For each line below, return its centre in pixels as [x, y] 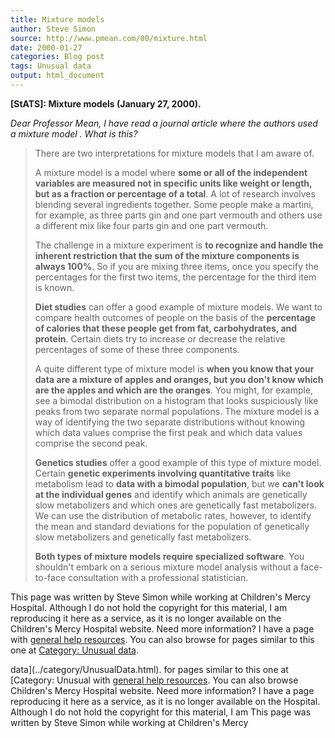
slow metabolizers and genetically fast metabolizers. [143, 537]
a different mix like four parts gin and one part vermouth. [151, 225]
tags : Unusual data [51, 66]
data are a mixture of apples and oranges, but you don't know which [179, 379]
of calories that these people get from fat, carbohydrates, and [166, 328]
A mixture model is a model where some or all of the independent [171, 172]
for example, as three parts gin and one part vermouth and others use [178, 215]
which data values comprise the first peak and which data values [168, 432]
